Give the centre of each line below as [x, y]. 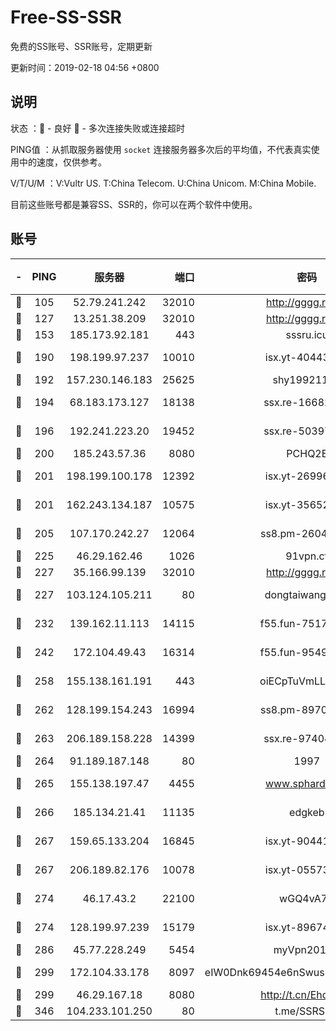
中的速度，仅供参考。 [62, 162]
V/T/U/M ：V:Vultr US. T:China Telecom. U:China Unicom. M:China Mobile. [163, 183]
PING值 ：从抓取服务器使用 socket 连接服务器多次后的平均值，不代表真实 [161, 149]
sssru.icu [307, 334]
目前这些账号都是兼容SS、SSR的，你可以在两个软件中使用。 [134, 204]
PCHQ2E [307, 453]
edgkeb [307, 812]
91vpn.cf [307, 556]
